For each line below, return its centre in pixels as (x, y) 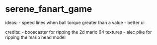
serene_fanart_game (49, 9)
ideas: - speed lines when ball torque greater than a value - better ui (75, 22)
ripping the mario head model (36, 37)
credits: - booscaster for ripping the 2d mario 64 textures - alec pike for (78, 32)
